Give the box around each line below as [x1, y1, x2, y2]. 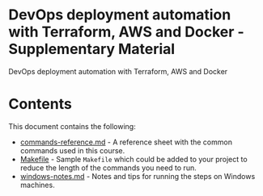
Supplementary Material [8, 40, 176, 58]
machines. [19, 180, 55, 190]
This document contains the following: [8, 121, 136, 131]
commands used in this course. [19, 145, 125, 155]
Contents [8, 95, 73, 114]
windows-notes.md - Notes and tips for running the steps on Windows [19, 171, 256, 181]
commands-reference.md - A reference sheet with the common [19, 137, 233, 147]
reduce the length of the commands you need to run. [19, 163, 197, 173]
